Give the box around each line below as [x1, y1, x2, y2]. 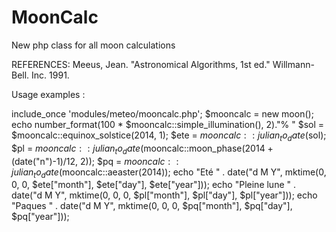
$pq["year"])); [11, 211, 70, 223]
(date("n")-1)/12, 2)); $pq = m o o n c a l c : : [11, 155, 179, 167]
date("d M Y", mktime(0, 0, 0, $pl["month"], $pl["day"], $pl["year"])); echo [11, 189, 318, 201]
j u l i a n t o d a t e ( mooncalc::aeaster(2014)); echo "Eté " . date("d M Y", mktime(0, [11, 166, 327, 180]
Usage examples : [11, 88, 86, 100]
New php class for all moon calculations [11, 39, 176, 51]
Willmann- [272, 58, 315, 70]
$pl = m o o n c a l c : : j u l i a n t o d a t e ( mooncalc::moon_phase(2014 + [11, 142, 274, 156]
